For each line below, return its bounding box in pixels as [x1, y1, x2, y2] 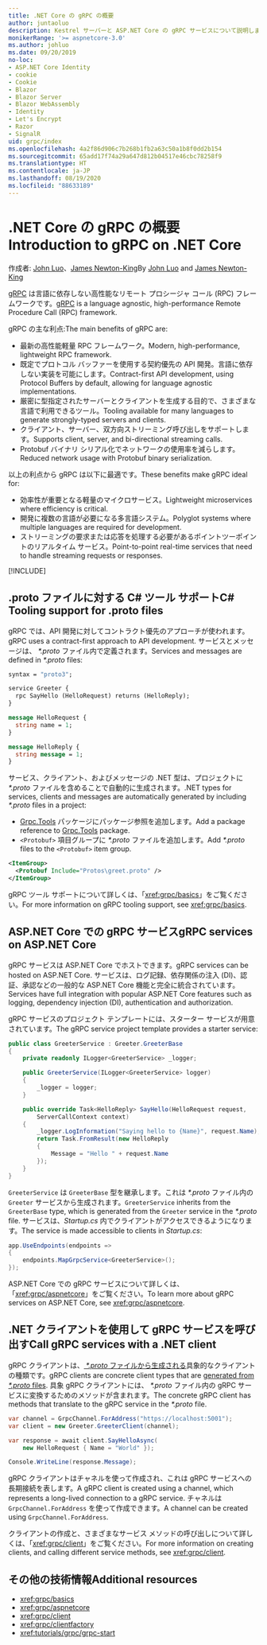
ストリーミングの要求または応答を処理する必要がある [19, 531, 195, 541]
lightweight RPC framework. [19, 349, 112, 359]
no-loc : [8, 56, 34, 64]
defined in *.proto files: [8, 655, 83, 664]
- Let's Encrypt [8, 115, 62, 123]
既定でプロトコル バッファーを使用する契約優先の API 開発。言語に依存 [19, 359, 253, 368]
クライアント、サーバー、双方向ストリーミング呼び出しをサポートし [19, 424, 242, 434]
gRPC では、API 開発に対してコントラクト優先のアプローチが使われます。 [8, 626, 250, 636]
